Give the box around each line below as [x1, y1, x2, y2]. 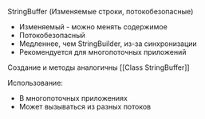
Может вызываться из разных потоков [18, 102, 152, 111]
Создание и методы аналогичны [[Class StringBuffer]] [7, 63, 190, 72]
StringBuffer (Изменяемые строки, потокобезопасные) [7, 7, 194, 16]
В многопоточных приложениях [18, 94, 128, 102]
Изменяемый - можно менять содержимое [18, 22, 168, 31]
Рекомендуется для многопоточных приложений [18, 48, 187, 56]
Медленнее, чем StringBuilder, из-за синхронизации [18, 39, 197, 48]
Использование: [7, 79, 63, 87]
